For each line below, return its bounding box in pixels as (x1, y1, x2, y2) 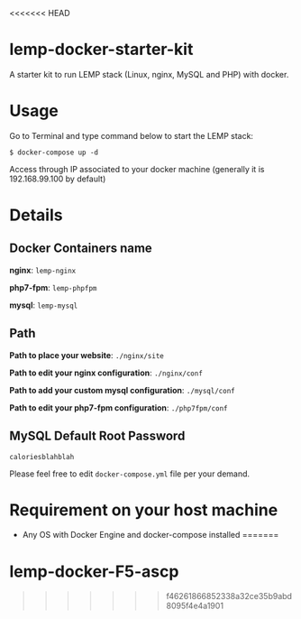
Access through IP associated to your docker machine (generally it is (9, 163, 265, 174)
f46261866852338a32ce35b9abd (166, 591, 293, 602)
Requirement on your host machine (9, 500, 278, 520)
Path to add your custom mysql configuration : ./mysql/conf (9, 384, 236, 395)
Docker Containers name (9, 241, 153, 256)
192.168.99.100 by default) (9, 173, 106, 184)
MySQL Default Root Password (9, 429, 186, 444)
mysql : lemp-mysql (9, 300, 78, 310)
